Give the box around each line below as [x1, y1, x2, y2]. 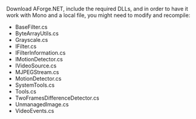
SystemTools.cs [15, 81, 55, 89]
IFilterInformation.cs [15, 49, 66, 56]
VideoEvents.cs [15, 107, 55, 114]
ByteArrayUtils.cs [15, 30, 59, 37]
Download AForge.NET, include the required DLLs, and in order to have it [6, 5, 188, 12]
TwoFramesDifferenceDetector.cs [15, 94, 100, 101]
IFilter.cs [15, 42, 37, 50]
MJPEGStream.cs [15, 69, 59, 75]
